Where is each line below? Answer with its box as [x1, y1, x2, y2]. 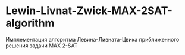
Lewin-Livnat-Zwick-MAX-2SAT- [5, 4, 173, 18]
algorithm [5, 16, 55, 30]
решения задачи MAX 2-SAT [5, 42, 78, 49]
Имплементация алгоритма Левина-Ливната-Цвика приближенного [5, 36, 180, 43]
